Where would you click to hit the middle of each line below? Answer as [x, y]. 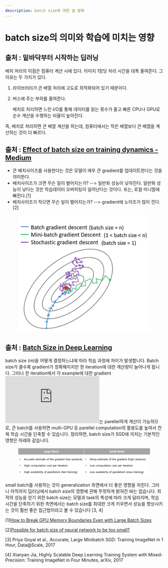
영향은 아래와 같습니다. [27, 440]
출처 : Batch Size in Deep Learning [59, 348]
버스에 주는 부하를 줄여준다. [39, 99]
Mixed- [155, 554]
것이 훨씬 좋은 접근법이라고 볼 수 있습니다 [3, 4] [57, 510]
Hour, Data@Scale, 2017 [30, 545]
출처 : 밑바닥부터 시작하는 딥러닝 [52, 58]
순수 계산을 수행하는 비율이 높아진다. [48, 115]
